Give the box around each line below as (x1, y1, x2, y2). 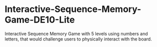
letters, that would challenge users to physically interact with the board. (4, 36, 152, 42)
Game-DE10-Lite (4, 14, 75, 25)
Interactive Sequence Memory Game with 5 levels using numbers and (4, 30, 148, 36)
